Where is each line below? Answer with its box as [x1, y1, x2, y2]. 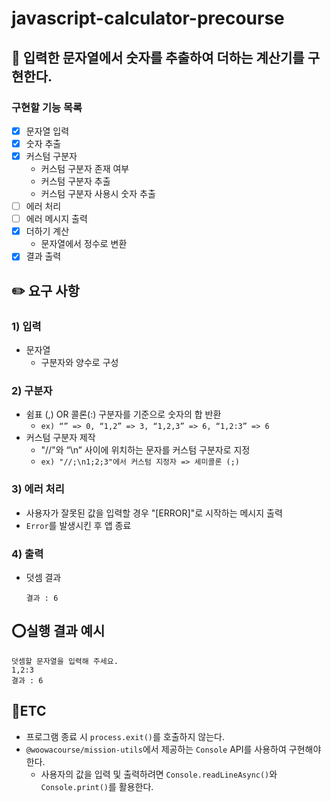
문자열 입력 [25, 125, 70, 137]
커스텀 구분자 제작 [25, 432, 96, 444]
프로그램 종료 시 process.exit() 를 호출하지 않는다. [25, 730, 225, 742]
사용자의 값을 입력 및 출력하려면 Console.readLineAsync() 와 [40, 768, 278, 780]
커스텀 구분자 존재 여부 [40, 163, 130, 175]
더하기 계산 [25, 225, 70, 237]
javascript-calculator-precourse [11, 7, 285, 30]
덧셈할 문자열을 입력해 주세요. [11, 656, 119, 666]
